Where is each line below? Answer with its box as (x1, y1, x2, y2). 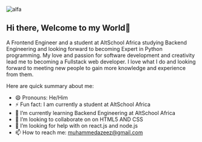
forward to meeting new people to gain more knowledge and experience (6, 64, 186, 71)
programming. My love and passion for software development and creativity (6, 52, 195, 59)
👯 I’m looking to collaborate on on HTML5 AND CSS (14, 116, 144, 123)
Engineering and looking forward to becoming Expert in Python (6, 45, 163, 52)
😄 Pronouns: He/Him (14, 93, 68, 101)
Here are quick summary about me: (6, 82, 94, 89)
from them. (6, 71, 34, 78)
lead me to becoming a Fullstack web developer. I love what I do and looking (6, 58, 196, 65)
